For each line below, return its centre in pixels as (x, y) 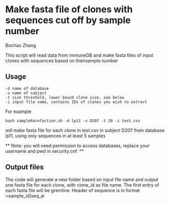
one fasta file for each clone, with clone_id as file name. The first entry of (82, 185)
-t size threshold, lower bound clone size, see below (65, 97)
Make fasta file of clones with (69, 9)
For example (18, 111)
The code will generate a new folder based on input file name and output (82, 179)
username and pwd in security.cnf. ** (45, 151)
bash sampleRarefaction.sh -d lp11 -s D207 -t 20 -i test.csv (73, 121)
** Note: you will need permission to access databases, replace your (77, 145)
